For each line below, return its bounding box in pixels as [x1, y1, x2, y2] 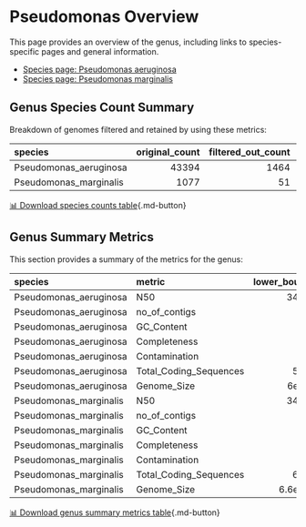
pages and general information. [41, 46, 159, 56]
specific [9, 46, 40, 56]
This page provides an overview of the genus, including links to [9, 36, 248, 47]
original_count [136, 146, 200, 158]
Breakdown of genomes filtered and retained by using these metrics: [9, 124, 267, 135]
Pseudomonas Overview [9, 6, 199, 27]
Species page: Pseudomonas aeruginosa [22, 64, 178, 75]
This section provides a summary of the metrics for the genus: [9, 253, 244, 265]
